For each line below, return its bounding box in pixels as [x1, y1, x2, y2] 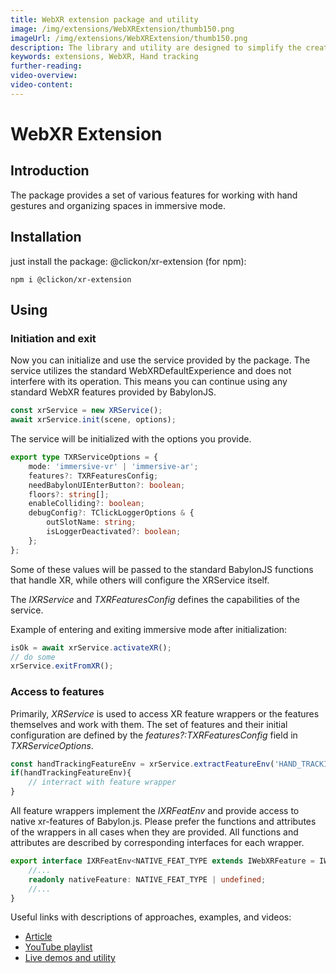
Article [24, 931, 53, 943]
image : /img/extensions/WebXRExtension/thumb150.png [10, 24, 235, 34]
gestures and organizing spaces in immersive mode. [10, 199, 226, 211]
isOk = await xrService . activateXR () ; [10, 642, 172, 653]
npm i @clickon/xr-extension [10, 274, 132, 285]
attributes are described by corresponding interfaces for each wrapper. [10, 837, 305, 849]
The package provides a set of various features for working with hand [10, 189, 298, 201]
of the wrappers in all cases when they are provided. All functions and [10, 826, 299, 838]
